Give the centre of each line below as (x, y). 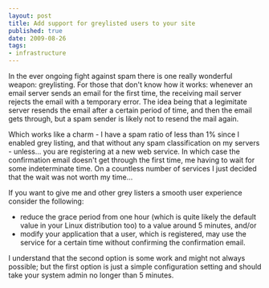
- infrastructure (37, 53)
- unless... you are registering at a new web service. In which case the (124, 151)
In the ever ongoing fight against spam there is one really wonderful (120, 76)
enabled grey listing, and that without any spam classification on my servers (134, 143)
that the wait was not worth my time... (71, 177)
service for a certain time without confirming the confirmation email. (133, 243)
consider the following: (46, 201)
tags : (17, 46)
